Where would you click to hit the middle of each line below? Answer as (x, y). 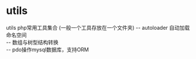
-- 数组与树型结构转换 (32, 42)
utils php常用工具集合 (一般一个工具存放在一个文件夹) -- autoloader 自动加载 (98, 27)
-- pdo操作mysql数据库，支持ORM (47, 49)
